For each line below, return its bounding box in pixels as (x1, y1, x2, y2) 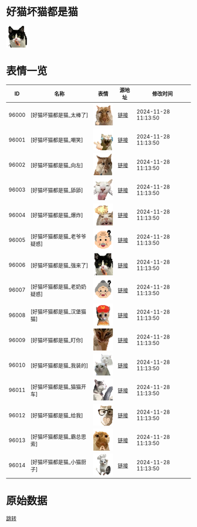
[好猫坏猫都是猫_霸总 (30, 433, 81, 440)
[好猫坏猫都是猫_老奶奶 (30, 283, 87, 290)
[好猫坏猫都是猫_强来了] (30, 262, 89, 269)
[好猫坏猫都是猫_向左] (30, 161, 83, 168)
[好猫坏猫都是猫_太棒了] (30, 112, 89, 119)
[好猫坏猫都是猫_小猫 (30, 458, 81, 465)
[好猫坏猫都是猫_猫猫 (30, 383, 81, 390)
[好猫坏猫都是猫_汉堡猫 (30, 308, 87, 315)
